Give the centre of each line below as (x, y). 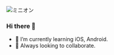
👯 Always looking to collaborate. (55, 46)
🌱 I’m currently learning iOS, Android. (61, 39)
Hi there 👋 (21, 26)
